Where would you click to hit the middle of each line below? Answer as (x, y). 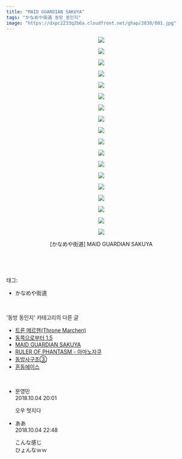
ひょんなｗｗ (31, 450)
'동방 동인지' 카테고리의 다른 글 (42, 317)
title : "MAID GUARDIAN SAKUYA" (45, 12)
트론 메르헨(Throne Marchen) (50, 330)
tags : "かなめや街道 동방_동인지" (44, 17)
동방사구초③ (31, 360)
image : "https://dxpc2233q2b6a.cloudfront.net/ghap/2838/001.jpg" (91, 23)
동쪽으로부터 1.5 (34, 338)
